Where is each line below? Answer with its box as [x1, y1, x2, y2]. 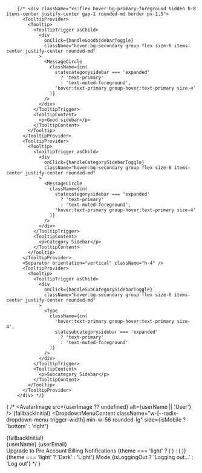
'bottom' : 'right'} [6, 423, 49, 429]
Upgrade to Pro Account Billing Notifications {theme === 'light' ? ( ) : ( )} [6, 447, 186, 454]
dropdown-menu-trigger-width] [6, 416, 85, 423]
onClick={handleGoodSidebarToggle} [44, 38, 134, 44]
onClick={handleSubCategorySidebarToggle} [44, 286, 153, 293]
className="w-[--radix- [117, 409, 179, 417]
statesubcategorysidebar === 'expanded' [54, 329, 158, 335]
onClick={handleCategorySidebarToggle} [44, 159, 145, 165]
